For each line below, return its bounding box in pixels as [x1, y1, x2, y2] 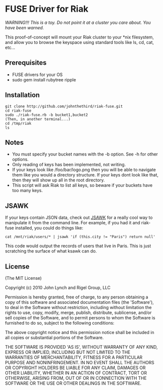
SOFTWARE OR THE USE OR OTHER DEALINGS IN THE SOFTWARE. [5, 380, 142, 386]
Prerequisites [5, 58, 47, 67]
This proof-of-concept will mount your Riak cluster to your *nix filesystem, [5, 34, 154, 40]
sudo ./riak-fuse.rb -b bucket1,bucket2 [5, 112, 89, 117]
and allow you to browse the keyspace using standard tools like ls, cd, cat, [5, 39, 154, 45]
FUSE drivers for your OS [12, 72, 63, 78]
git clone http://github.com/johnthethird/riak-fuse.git [5, 104, 123, 109]
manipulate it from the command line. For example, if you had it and [5, 220, 140, 226]
